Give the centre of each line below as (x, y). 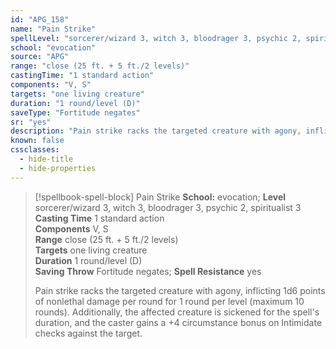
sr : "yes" (31, 122)
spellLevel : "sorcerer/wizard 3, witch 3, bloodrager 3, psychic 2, (156, 38)
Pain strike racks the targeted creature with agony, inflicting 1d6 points (180, 290)
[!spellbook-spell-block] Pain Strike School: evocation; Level (160, 197)
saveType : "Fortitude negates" (75, 112)
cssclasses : (35, 150)
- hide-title (46, 159)
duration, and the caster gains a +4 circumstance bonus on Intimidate (178, 322)
